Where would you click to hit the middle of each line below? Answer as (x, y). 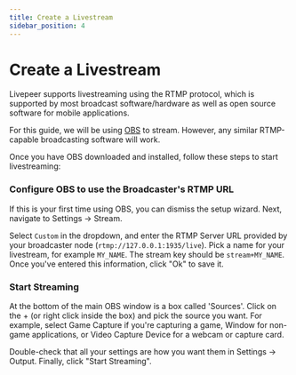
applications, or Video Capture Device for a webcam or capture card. (158, 335)
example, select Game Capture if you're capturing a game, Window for (139, 325)
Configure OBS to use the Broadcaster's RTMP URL (121, 189)
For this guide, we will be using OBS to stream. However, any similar (133, 131)
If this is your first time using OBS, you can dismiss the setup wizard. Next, (146, 209)
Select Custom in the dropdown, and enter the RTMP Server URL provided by (148, 235)
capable (24, 140)
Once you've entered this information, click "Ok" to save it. (116, 264)
